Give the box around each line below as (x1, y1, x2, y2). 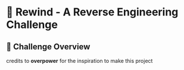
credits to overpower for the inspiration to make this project (6, 58, 153, 64)
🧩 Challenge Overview (6, 42, 91, 52)
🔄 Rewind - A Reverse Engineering (6, 5, 179, 19)
